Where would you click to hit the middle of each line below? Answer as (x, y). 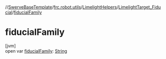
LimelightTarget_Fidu (140, 7)
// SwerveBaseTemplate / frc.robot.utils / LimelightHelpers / (62, 7)
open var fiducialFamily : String (36, 51)
